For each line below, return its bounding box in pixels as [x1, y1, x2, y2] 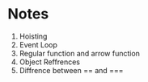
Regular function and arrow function [19, 48, 141, 58]
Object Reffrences [19, 57, 80, 67]
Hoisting [19, 31, 48, 41]
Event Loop [19, 39, 58, 49]
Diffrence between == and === [19, 65, 124, 75]
